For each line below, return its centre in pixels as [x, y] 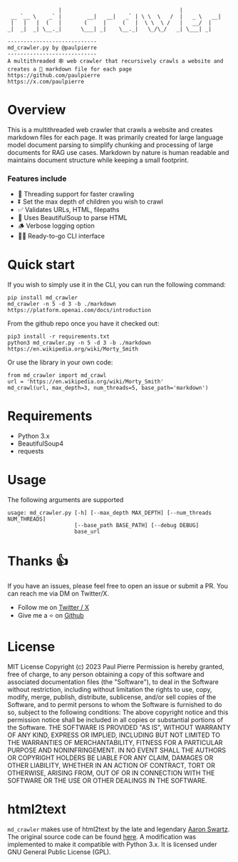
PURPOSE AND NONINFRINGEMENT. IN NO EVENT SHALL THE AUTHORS [117, 750]
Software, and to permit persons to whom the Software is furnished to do [115, 704]
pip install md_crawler [43, 298]
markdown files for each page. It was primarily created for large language [115, 137]
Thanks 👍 [38, 561]
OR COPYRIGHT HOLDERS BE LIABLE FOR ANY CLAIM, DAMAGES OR [110, 758]
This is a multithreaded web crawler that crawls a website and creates [110, 129]
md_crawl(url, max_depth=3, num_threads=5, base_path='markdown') [108, 388]
